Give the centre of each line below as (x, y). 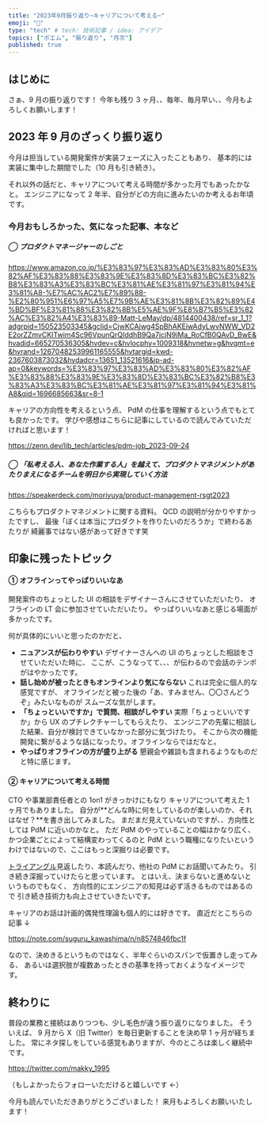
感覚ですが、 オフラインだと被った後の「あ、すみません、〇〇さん (128, 692)
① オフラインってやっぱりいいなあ (66, 580)
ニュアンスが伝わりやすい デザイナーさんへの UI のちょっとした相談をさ (137, 653)
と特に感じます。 (47, 762)
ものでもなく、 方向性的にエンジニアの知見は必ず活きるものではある (134, 886)
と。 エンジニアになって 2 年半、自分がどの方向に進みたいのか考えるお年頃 (131, 194)
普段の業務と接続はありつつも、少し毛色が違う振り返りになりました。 (123, 1023)
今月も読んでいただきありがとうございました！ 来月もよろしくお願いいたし (131, 1102)
